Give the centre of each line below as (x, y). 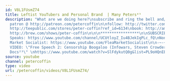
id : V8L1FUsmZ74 (22, 10)
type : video (18, 66)
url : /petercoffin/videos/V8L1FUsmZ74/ (47, 71)
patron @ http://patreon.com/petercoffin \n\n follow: (67, 24)
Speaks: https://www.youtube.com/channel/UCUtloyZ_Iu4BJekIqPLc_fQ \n (84, 38)
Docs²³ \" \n (23, 52)
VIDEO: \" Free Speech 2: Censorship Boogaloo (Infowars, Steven (79, 47)
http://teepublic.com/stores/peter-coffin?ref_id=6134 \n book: (77, 29)
